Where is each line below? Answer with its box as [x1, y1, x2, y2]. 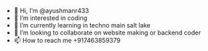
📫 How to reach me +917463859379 [13, 37, 121, 44]
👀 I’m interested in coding [13, 14, 88, 22]
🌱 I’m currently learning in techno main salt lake [13, 21, 151, 29]
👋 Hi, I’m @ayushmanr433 [13, 7, 89, 14]
